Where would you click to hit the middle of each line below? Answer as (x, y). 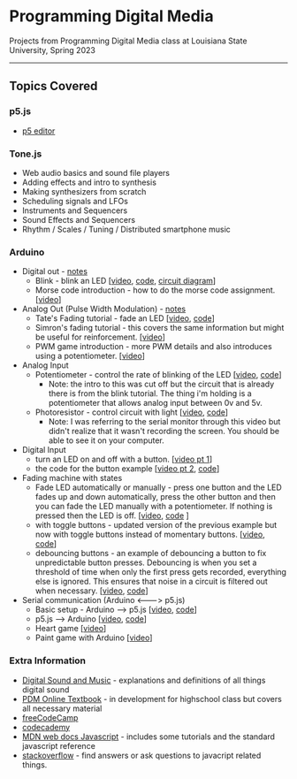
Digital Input (44, 450)
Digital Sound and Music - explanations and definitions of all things (144, 680)
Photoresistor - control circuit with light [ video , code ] (131, 412)
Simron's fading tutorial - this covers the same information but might (160, 328)
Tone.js (26, 154)
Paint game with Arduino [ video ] (94, 638)
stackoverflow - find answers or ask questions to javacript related (141, 755)
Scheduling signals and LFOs (75, 201)
